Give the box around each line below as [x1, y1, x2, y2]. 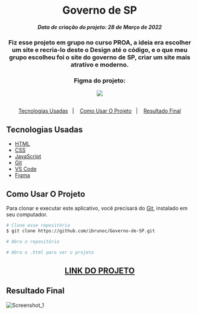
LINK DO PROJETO [64, 265, 135, 275]
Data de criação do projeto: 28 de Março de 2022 [37, 23, 162, 30]
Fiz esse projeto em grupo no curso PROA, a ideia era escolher [8, 39, 192, 47]
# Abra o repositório [6, 238, 60, 245]
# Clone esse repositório [6, 223, 70, 229]
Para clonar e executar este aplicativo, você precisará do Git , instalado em [6, 205, 188, 212]
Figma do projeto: [74, 76, 126, 85]
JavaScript [14, 153, 42, 160]
